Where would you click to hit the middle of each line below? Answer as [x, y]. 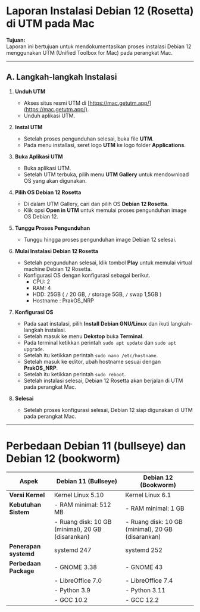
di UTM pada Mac [51, 24]
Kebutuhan [25, 504]
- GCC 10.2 [71, 599]
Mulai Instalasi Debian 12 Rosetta [56, 251]
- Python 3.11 [145, 590]
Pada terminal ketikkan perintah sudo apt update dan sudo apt [100, 342]
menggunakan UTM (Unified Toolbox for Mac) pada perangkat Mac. [89, 52]
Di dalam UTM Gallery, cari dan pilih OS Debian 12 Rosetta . [96, 204]
